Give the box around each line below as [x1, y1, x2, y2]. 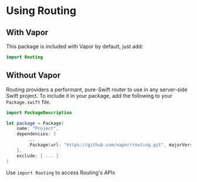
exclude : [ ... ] [16, 153, 59, 159]
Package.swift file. [6, 98, 51, 105]
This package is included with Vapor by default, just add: [6, 43, 144, 50]
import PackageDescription [6, 109, 72, 115]
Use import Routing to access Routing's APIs [6, 169, 116, 176]
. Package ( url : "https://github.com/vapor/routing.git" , [27, 142, 167, 148]
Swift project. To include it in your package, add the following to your [6, 92, 173, 99]
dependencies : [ [16, 131, 57, 137]
